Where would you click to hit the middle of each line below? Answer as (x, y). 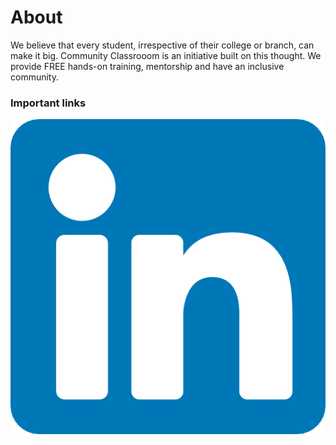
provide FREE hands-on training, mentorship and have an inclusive (147, 66)
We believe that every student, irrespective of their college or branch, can (162, 45)
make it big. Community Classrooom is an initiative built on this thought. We (166, 55)
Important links (48, 103)
